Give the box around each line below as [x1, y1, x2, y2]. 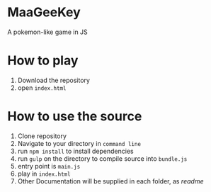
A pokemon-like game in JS [7, 28, 89, 36]
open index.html [17, 83, 67, 92]
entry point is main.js [17, 162, 81, 170]
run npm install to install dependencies [17, 147, 134, 155]
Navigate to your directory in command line [17, 139, 142, 147]
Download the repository [17, 76, 91, 84]
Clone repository [17, 132, 67, 140]
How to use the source [7, 108, 142, 125]
